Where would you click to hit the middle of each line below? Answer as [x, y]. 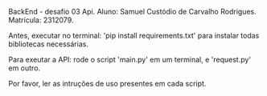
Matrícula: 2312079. [41, 20]
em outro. [25, 68]
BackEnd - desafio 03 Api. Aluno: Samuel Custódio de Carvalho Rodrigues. [132, 12]
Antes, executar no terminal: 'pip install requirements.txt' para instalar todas [134, 36]
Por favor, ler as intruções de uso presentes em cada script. [107, 84]
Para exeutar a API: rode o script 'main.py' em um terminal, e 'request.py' [130, 60]
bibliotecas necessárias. [48, 44]
